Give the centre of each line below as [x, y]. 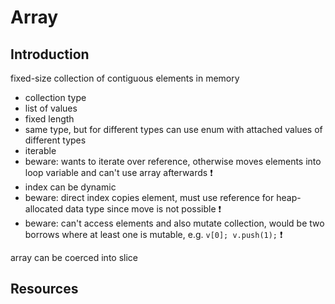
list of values [51, 108]
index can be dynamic [70, 187]
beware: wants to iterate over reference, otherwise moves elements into [173, 161]
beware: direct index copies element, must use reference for [149, 197]
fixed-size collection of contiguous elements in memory [125, 78]
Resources [44, 289]
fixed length [49, 119]
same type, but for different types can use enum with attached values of [173, 129]
